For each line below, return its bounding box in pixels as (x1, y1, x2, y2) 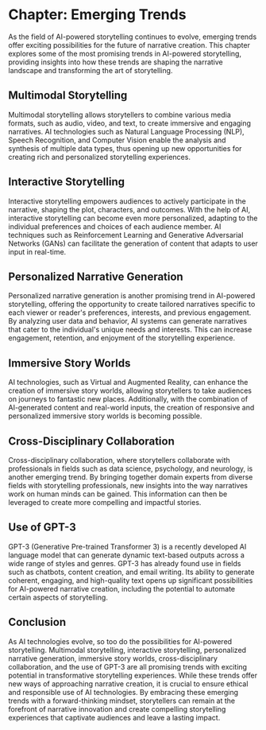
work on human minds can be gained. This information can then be (8, 489, 228, 499)
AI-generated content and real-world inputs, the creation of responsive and (8, 403, 255, 413)
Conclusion (8, 615, 67, 629)
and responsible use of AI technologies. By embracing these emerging (8, 687, 239, 697)
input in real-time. (8, 247, 67, 256)
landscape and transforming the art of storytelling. (8, 65, 173, 75)
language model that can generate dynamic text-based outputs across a (8, 550, 245, 560)
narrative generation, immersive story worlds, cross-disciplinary (8, 654, 218, 663)
